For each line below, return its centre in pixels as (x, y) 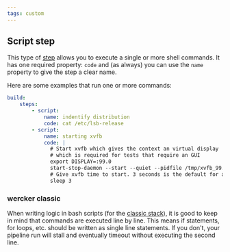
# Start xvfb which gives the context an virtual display (135, 149)
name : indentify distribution (87, 117)
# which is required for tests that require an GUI (125, 155)
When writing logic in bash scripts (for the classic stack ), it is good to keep (112, 213)
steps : (29, 104)
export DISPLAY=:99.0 (81, 162)
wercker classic (34, 198)
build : (16, 98)
